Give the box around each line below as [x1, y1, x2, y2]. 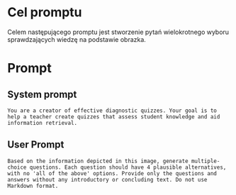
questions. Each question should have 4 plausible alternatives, [29, 164, 227, 171]
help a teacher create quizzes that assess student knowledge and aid [7, 113, 220, 121]
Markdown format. [7, 182, 59, 189]
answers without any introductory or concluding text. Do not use [7, 176, 208, 183]
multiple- [191, 157, 220, 165]
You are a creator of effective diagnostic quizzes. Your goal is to [7, 107, 218, 114]
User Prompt [7, 139, 64, 151]
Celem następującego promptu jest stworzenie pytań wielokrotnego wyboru [7, 28, 229, 36]
